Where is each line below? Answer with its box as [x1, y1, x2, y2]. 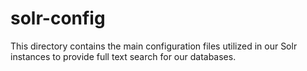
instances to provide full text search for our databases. [10, 50, 237, 62]
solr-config [10, 7, 106, 30]
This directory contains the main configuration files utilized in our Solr [10, 40, 298, 52]
